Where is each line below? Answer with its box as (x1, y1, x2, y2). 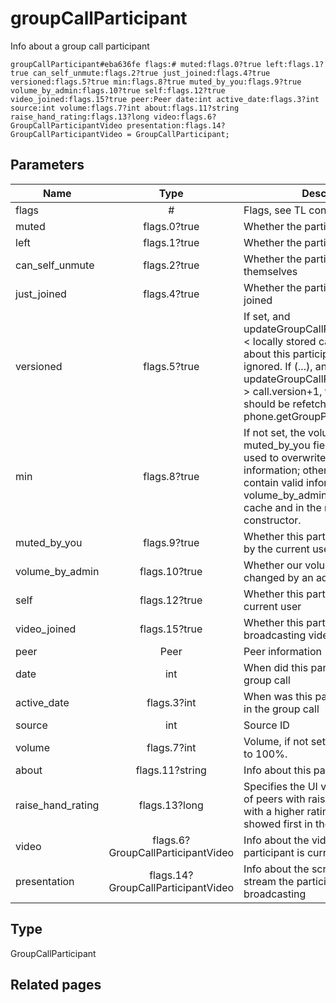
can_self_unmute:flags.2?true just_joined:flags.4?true (32, 68, 271, 78)
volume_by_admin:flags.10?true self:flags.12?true (10, 85, 226, 96)
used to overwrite (243, 450, 327, 464)
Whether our (243, 558, 303, 572)
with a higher (243, 804, 305, 818)
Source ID (243, 718, 290, 732)
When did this (243, 660, 309, 674)
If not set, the (243, 425, 306, 439)
